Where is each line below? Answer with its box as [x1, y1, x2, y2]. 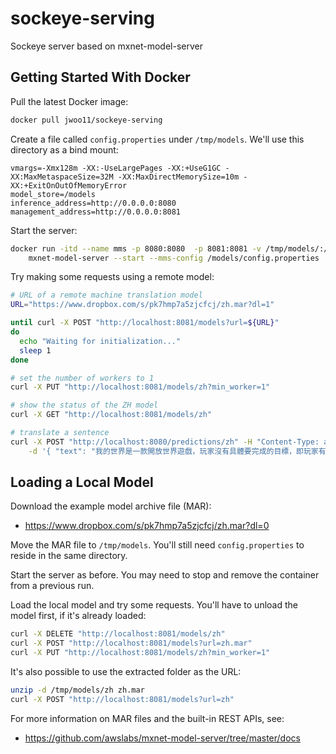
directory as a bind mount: [10, 143, 119, 156]
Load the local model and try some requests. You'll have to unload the [10, 599, 298, 611]
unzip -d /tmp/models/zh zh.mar [10, 685, 145, 696]
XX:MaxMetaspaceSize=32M [10, 172, 114, 182]
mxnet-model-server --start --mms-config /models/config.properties [28, 253, 320, 263]
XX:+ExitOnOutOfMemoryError [10, 180, 128, 191]
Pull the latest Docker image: [10, 95, 129, 107]
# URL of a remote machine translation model [10, 290, 203, 301]
